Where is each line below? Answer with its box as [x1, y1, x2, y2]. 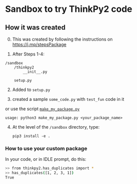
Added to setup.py [12, 87, 50, 92]
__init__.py [23, 69, 48, 74]
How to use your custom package [5, 145, 88, 152]
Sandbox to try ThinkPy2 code [5, 3, 133, 15]
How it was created [5, 23, 66, 32]
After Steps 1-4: [12, 51, 45, 57]
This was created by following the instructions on [12, 36, 113, 42]
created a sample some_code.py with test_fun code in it [12, 96, 125, 102]
